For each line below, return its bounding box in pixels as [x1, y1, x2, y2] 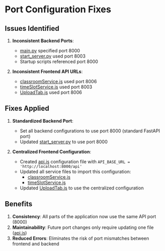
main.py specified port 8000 [19, 48, 80, 53]
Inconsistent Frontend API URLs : [12, 68, 83, 74]
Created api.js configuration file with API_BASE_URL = [19, 158, 130, 165]
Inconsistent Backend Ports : [12, 37, 74, 44]
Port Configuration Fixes [5, 4, 111, 15]
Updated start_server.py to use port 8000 [19, 139, 108, 145]
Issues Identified [5, 24, 59, 33]
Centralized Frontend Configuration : [12, 148, 92, 155]
